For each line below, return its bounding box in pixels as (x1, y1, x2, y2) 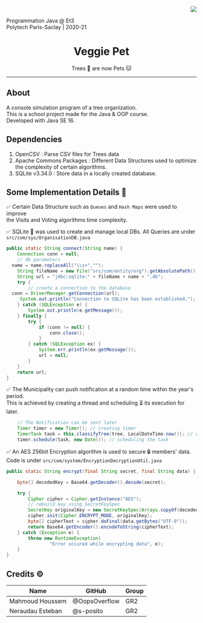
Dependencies (6, 134, 62, 145)
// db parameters (17, 257, 61, 263)
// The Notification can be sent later (17, 420, 118, 426)
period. (6, 393, 24, 400)
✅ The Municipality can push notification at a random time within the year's (6, 386, 194, 393)
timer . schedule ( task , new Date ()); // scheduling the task (17, 437, 169, 443)
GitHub (85, 587, 107, 595)
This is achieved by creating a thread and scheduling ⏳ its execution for (6, 399, 185, 406)
